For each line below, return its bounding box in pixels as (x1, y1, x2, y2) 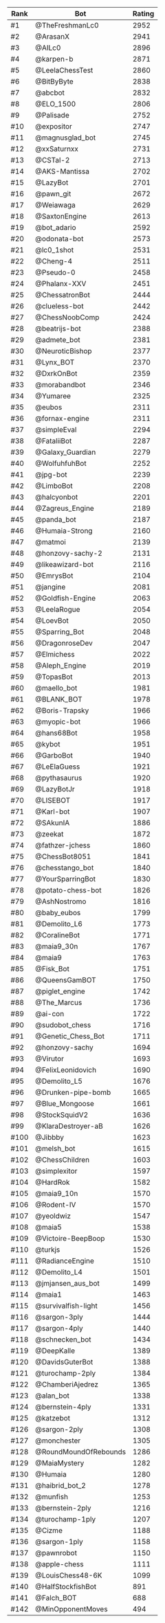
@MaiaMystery (35, 1458, 85, 1467)
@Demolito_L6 (35, 919, 82, 928)
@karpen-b (35, 55, 74, 64)
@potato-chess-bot (35, 885, 102, 894)
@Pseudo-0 (35, 268, 76, 277)
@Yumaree (35, 391, 71, 400)
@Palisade (35, 111, 70, 120)
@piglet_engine (35, 986, 86, 996)
